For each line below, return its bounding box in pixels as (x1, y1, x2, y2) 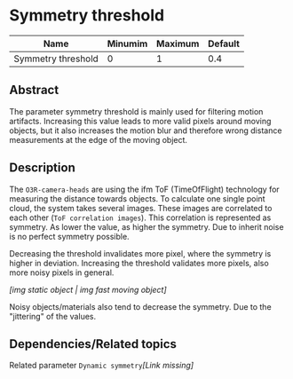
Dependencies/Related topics (9, 336, 178, 351)
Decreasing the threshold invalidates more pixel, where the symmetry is (9, 248, 272, 258)
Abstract (9, 83, 59, 98)
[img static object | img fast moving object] (9, 284, 167, 295)
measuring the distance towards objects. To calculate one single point (9, 193, 265, 204)
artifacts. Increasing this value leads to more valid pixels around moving (9, 115, 272, 126)
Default (208, 37, 240, 50)
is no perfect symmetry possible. (9, 231, 131, 241)
